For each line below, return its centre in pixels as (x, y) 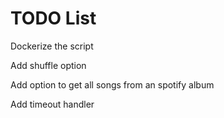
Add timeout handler (52, 104)
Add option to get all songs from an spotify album (112, 84)
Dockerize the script (52, 46)
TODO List (53, 18)
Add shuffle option (48, 65)
